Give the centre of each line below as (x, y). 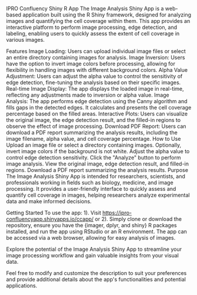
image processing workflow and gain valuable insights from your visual (92, 255)
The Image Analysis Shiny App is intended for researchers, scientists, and (96, 176)
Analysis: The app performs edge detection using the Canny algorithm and (97, 101)
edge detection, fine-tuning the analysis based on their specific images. (93, 82)
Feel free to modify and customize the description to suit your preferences (96, 273)
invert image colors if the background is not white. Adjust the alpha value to (98, 151)
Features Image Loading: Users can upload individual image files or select (96, 51)
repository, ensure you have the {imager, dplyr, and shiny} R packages (91, 225)
